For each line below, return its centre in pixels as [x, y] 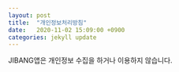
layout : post [30, 15]
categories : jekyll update [52, 37]
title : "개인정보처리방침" [48, 23]
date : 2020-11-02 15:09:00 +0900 [67, 30]
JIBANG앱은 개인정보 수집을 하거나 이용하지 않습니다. [90, 60]
